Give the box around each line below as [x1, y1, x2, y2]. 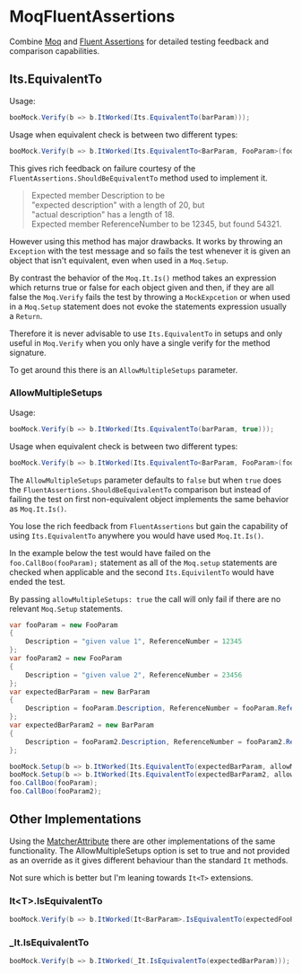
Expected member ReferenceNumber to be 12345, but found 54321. [30, 218, 282, 229]
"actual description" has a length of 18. [30, 208, 175, 219]
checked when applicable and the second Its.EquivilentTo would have [9, 566, 275, 577]
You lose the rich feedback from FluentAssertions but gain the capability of [9, 520, 288, 531]
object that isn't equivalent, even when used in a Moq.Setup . [9, 254, 228, 266]
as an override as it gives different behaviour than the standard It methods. [9, 854, 288, 865]
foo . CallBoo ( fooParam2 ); [9, 787, 102, 796]
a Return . [9, 310, 43, 321]
